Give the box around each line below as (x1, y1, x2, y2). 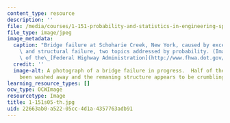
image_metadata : (7, 36, 53, 42)
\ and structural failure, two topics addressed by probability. (19, 49, 210, 55)
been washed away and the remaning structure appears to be (19, 73, 194, 81)
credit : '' (13, 61, 44, 68)
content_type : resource (7, 10, 75, 17)
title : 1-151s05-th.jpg (7, 99, 75, 106)
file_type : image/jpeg (7, 29, 72, 36)
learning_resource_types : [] (7, 80, 90, 87)
